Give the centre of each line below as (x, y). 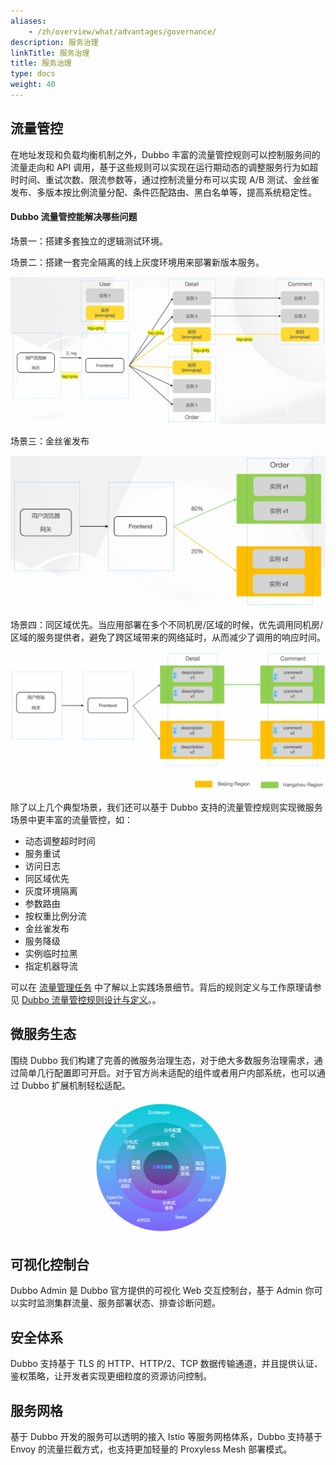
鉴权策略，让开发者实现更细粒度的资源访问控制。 (111, 1376)
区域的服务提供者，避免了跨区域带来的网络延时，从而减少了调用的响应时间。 (168, 637)
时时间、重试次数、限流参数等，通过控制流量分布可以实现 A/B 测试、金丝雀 (165, 179)
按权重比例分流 (55, 916)
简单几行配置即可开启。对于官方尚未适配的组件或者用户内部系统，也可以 (167, 1072)
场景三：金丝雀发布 (50, 441)
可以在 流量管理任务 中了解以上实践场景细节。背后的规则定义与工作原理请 (161, 987)
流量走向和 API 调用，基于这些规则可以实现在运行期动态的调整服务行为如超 (164, 167)
